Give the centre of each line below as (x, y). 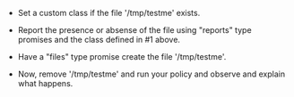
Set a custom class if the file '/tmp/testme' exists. (109, 13)
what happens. (45, 83)
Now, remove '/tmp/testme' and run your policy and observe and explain (151, 74)
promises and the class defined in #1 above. (99, 40)
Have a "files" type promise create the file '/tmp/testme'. (122, 57)
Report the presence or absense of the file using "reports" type (135, 30)
